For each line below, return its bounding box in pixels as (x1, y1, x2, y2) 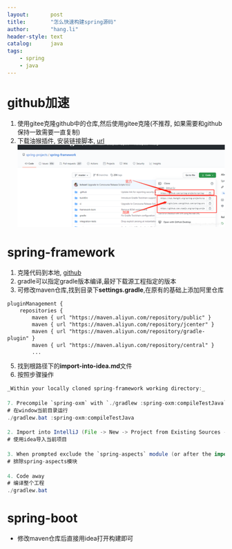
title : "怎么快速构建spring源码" (7, 18, 117, 26)
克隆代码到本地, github (17, 268, 81, 277)
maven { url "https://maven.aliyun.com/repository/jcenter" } (32, 322, 215, 328)
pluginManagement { (7, 301, 64, 308)
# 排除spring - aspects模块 (7, 458, 78, 465)
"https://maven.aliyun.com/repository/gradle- (68, 328, 206, 335)
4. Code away (7, 472, 45, 480)
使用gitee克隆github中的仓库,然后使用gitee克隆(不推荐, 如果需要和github (17, 119, 222, 127)
